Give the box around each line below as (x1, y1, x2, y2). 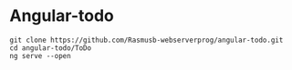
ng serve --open (9, 51, 71, 60)
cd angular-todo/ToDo (9, 43, 92, 53)
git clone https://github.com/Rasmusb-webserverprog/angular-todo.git (9, 35, 284, 45)
